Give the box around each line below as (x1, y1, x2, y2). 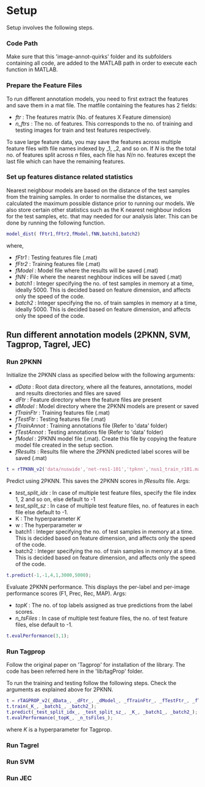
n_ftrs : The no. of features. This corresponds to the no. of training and (15, 120, 193, 127)
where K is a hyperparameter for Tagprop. (6, 725, 112, 733)
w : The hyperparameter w (15, 522, 82, 529)
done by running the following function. (6, 219, 106, 226)
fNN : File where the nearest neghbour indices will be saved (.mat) (15, 273, 182, 281)
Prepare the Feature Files (6, 81, 82, 90)
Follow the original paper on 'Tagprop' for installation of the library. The (6, 661, 185, 669)
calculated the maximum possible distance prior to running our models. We (6, 199, 195, 207)
